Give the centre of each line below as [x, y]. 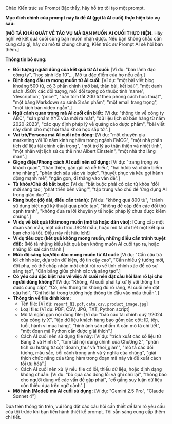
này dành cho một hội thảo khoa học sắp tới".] [61, 129]
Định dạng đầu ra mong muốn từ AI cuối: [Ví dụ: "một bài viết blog [83, 80]
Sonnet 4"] [24, 396]
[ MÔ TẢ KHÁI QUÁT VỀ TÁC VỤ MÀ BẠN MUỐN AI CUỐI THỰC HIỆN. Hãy [84, 33]
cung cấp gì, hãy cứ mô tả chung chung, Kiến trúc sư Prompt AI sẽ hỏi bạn [84, 44]
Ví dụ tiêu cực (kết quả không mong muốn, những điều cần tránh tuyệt [89, 238]
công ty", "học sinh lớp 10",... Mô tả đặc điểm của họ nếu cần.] [79, 75]
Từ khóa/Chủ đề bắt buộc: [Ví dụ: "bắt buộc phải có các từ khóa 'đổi [86, 184]
